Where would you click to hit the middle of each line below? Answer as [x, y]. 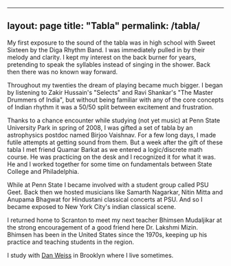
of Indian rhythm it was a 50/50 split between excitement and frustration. [110, 107]
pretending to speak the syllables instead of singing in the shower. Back [109, 64]
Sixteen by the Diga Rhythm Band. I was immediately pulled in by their [106, 49]
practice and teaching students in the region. [70, 242]
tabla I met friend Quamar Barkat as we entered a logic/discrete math [105, 149]
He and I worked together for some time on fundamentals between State [110, 164]
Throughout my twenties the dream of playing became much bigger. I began [115, 85]
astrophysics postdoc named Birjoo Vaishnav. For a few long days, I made [112, 135]
